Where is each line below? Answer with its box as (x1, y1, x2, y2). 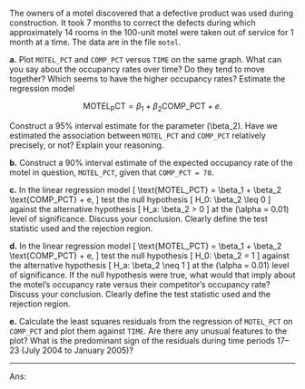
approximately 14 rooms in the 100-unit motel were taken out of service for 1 (9, 27, 294, 37)
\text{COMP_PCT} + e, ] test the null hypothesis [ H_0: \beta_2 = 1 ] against (9, 249, 290, 261)
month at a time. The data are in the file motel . (9, 36, 182, 47)
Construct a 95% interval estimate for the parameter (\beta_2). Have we (9, 120, 279, 131)
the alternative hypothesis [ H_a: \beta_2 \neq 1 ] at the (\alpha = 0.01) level (9, 259, 290, 270)
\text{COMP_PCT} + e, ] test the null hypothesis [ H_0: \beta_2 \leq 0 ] (9, 194, 271, 205)
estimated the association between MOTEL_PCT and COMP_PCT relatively (9, 130, 266, 141)
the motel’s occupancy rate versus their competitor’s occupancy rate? (9, 278, 271, 289)
